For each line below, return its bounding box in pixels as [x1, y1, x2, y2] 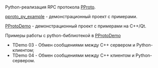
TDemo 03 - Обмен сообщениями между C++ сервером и [12, 42, 136, 48]
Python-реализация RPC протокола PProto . [5, 4, 96, 10]
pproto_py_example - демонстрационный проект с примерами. [5, 14, 138, 19]
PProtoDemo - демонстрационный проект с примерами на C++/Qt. [5, 23, 147, 29]
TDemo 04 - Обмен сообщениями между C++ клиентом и [12, 52, 135, 58]
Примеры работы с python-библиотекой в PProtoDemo [5, 33, 121, 38]
